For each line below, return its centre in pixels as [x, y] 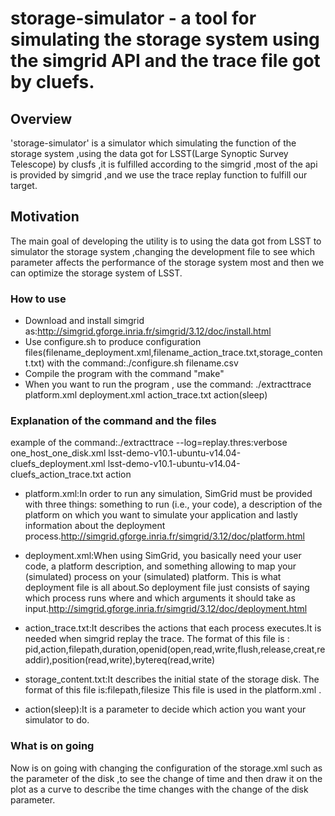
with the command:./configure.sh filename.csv [142, 363]
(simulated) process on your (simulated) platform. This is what [153, 577]
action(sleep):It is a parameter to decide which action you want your [165, 709]
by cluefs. [52, 82]
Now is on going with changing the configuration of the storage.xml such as [166, 768]
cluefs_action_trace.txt [57, 474]
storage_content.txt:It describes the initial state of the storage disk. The [172, 679]
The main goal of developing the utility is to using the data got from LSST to [166, 241]
